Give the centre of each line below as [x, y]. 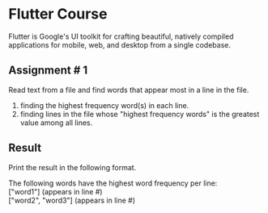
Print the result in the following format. [72, 167]
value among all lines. [56, 123]
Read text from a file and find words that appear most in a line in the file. [129, 90]
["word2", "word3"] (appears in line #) [72, 200]
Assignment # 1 [48, 71]
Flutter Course [58, 14]
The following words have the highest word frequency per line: [113, 183]
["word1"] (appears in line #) [55, 191]
